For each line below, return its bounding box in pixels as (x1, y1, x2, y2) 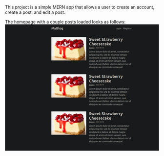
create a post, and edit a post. (5, 9, 65, 15)
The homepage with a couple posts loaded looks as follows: (5, 19, 126, 25)
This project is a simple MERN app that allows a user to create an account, (5, 4, 155, 10)
